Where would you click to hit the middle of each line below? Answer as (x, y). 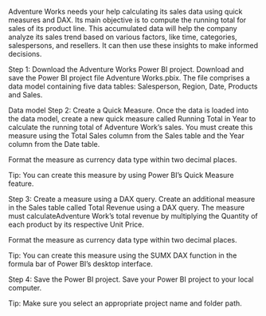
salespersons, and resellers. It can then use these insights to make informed (133, 45)
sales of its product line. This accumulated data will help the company (123, 28)
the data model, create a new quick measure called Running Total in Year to (132, 118)
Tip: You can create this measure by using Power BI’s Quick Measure (121, 175)
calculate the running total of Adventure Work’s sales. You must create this (131, 127)
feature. (21, 184)
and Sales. (25, 95)
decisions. (25, 54)
